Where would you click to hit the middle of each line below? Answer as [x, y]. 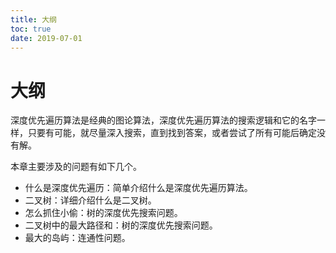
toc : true [31, 29]
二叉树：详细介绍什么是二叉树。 [90, 200]
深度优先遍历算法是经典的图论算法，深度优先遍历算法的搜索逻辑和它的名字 [163, 120]
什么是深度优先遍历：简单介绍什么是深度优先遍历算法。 [138, 188]
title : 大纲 [33, 19]
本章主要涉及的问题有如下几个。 [76, 167]
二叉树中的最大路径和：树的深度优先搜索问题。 [121, 225]
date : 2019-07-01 [46, 38]
